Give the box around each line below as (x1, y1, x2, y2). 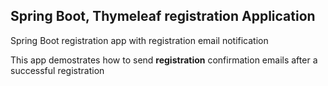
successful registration (10, 64, 105, 76)
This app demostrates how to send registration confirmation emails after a (10, 54, 318, 66)
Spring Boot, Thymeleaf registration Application (10, 8, 316, 25)
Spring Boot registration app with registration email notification (10, 34, 269, 46)
